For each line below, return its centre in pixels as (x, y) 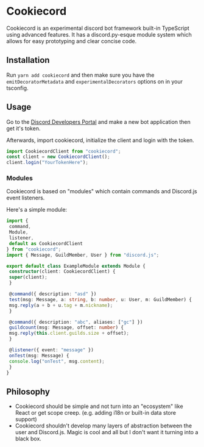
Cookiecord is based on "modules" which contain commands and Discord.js (102, 191)
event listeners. (26, 198)
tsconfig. (17, 88)
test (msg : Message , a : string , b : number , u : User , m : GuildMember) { (100, 299)
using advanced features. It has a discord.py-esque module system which (99, 34)
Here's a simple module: (37, 210)
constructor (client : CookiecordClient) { (62, 272)
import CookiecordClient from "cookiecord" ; (64, 151)
